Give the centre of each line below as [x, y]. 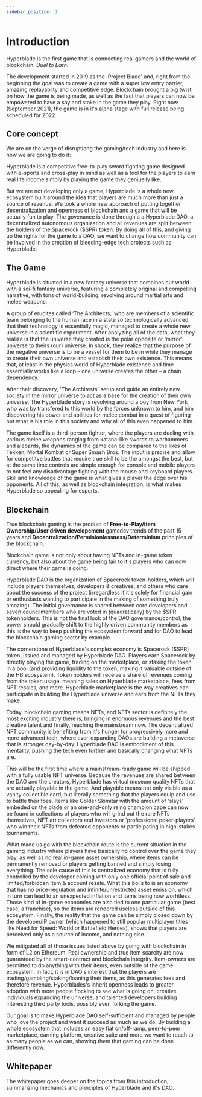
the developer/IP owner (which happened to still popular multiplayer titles [97, 922]
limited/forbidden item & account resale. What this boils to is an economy [97, 883]
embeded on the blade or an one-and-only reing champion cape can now [97, 807]
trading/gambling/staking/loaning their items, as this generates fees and [96, 978]
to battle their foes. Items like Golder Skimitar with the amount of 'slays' [95, 801]
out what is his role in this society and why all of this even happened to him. [100, 421]
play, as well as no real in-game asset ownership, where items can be [93, 857]
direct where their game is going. [47, 568]
